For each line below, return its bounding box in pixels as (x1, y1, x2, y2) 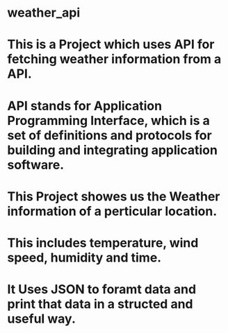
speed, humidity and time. (7, 250, 162, 265)
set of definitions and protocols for (7, 127, 212, 143)
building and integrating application (7, 142, 218, 157)
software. (7, 157, 65, 173)
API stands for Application (7, 98, 162, 114)
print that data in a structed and (7, 296, 193, 312)
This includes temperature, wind (7, 234, 199, 250)
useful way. (7, 311, 76, 327)
